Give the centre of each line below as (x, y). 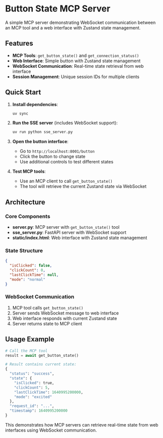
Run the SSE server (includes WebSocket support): (65, 123)
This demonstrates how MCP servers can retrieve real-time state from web (82, 425)
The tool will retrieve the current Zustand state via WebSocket (83, 186)
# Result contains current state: (41, 364)
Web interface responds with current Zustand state (65, 318)
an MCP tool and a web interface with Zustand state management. (73, 27)
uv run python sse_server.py (42, 132)
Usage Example (30, 339)
